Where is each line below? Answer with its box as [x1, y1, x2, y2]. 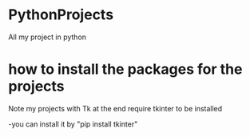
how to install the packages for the [8, 60, 243, 79]
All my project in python [8, 32, 86, 42]
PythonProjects [8, 6, 114, 24]
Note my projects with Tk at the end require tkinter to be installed [8, 103, 223, 113]
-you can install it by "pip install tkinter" [8, 119, 138, 129]
